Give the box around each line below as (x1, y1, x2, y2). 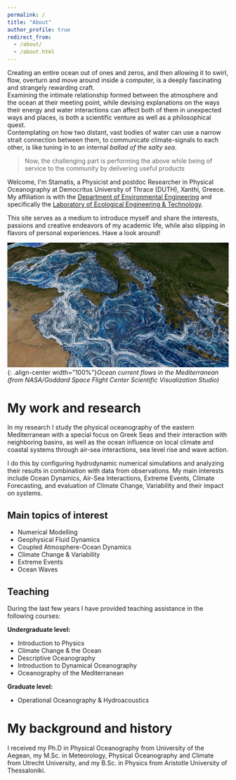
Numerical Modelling (17, 528, 78, 536)
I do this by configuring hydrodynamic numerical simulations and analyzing (7, 459, 225, 468)
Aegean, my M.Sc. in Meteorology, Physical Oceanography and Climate (7, 751, 214, 760)
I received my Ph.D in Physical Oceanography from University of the (7, 744, 205, 752)
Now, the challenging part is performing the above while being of (24, 157, 213, 165)
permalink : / (7, 11, 46, 18)
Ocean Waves (17, 565, 58, 574)
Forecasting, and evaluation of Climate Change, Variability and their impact (7, 482, 224, 490)
